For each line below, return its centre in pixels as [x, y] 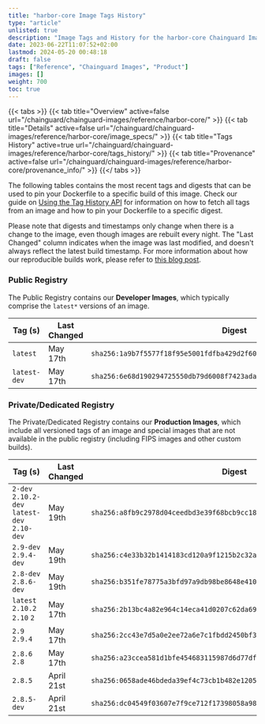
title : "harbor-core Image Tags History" [77, 15]
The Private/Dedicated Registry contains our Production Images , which [125, 422]
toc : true [24, 89]
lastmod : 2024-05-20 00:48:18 [58, 52]
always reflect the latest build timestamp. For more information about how [128, 251]
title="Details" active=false [52, 128]
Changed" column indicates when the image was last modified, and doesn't [131, 243]
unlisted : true [33, 30]
